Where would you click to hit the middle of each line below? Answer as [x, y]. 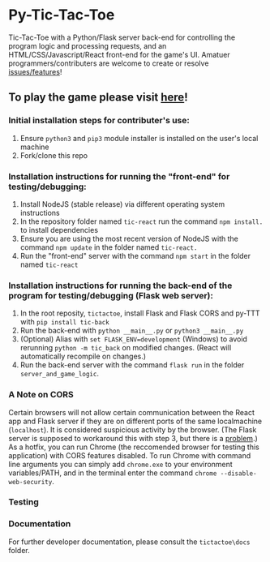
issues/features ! [35, 71]
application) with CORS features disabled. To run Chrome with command [130, 455]
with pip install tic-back [64, 322]
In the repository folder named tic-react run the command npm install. [141, 221]
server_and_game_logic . [60, 374]
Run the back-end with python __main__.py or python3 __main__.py [132, 331]
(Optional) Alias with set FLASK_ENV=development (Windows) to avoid [133, 339]
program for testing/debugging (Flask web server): [111, 295]
